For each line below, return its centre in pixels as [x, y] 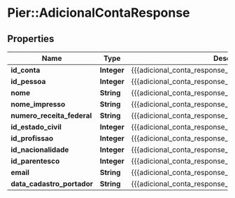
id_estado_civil [36, 127]
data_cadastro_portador [52, 184]
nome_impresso [38, 104]
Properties [31, 39]
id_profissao [32, 138]
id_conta [26, 70]
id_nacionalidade [40, 150]
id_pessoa [28, 82]
